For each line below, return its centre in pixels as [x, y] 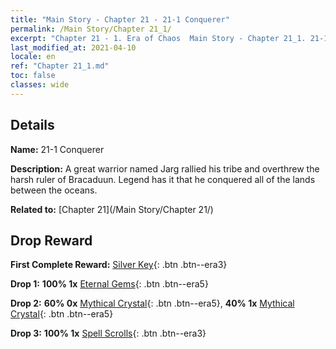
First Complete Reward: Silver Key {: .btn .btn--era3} [119, 265]
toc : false [33, 76]
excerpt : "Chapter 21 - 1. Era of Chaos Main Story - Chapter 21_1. [158, 38]
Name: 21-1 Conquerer [57, 149]
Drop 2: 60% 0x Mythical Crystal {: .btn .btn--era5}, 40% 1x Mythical [152, 303]
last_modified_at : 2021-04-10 [73, 47]
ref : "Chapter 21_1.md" [60, 66]
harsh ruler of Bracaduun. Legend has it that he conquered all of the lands [163, 179]
